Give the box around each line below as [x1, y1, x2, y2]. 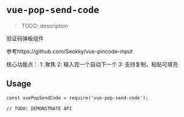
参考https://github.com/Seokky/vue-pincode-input [6, 48, 133, 55]
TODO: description [21, 22, 69, 29]
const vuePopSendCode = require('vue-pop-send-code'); [6, 94, 149, 101]
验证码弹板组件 [6, 35, 44, 42]
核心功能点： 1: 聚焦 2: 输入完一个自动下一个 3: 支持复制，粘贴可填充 [6, 60, 179, 68]
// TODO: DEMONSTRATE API [6, 105, 72, 112]
